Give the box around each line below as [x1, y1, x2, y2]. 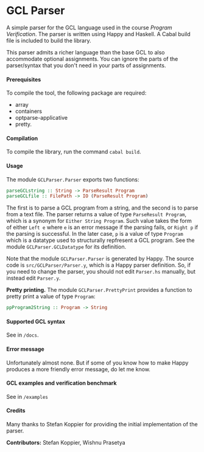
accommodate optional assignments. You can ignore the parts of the [6, 55, 178, 62]
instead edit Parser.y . [6, 274, 61, 282]
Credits [6, 407, 26, 414]
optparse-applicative [15, 114, 68, 122]
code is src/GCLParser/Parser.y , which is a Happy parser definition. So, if [6, 261, 191, 269]
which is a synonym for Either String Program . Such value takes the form [6, 217, 192, 225]
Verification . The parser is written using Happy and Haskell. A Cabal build [6, 30, 191, 37]
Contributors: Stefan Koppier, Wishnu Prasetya [6, 439, 126, 446]
